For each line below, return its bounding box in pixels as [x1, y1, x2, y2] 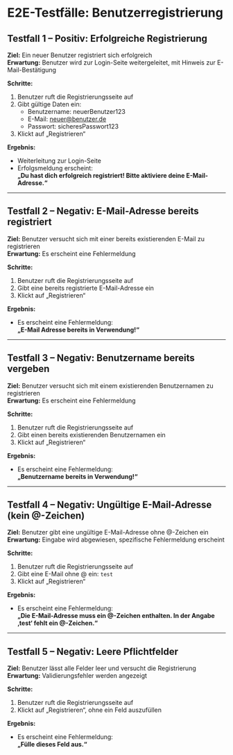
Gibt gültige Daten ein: [17, 100, 82, 108]
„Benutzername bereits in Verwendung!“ [17, 472, 138, 480]
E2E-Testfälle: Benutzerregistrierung [7, 5, 223, 21]
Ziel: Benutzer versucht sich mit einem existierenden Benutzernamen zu [7, 381, 214, 390]
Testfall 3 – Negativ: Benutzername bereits [7, 352, 196, 364]
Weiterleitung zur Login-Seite [17, 156, 102, 165]
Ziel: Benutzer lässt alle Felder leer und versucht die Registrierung [7, 664, 196, 672]
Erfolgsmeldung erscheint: [17, 164, 94, 172]
